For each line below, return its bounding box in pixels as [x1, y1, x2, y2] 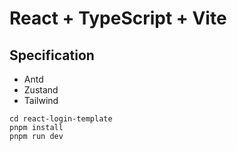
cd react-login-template [9, 114, 113, 124]
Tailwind [23, 95, 59, 106]
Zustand [23, 84, 59, 96]
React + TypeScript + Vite [9, 7, 227, 30]
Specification [9, 47, 95, 64]
